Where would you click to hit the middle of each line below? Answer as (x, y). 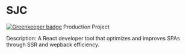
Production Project (86, 27)
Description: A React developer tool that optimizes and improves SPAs (93, 38)
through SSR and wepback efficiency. (53, 45)
